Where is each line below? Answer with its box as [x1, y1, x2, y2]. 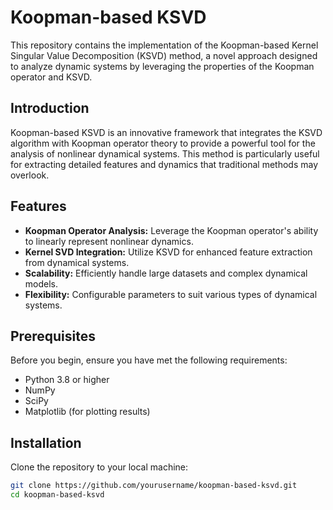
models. [24, 277, 59, 290]
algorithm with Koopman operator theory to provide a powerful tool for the [10, 137, 316, 149]
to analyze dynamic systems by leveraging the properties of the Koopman [10, 60, 315, 72]
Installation [10, 434, 82, 451]
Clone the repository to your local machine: [10, 461, 189, 473]
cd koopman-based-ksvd [10, 490, 105, 500]
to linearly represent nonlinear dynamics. [24, 235, 194, 247]
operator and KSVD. [10, 71, 93, 83]
